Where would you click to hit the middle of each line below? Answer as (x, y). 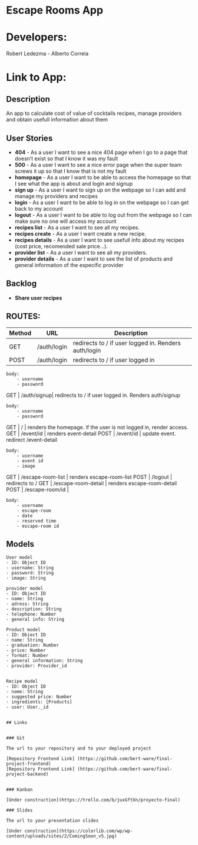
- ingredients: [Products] (39, 702)
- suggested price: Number (39, 697)
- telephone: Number (32, 614)
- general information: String (44, 661)
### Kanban (19, 790)
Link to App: (36, 78)
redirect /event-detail (32, 439)
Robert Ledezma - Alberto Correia (47, 54)
